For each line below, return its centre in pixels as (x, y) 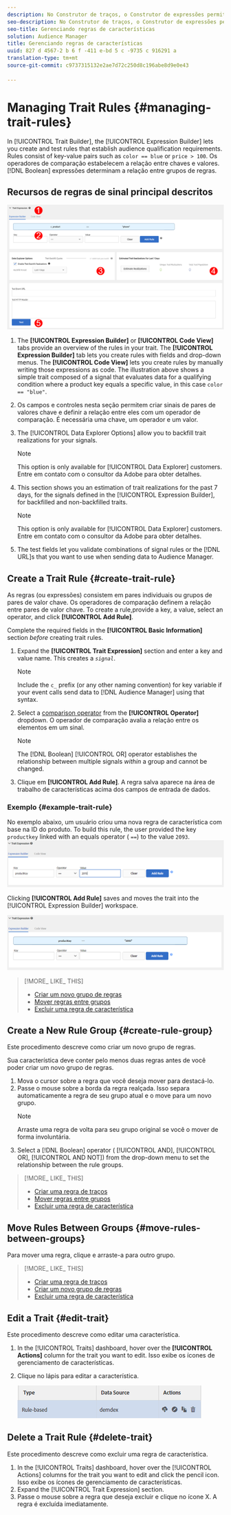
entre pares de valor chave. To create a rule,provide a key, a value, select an (115, 610)
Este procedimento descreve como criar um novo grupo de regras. (101, 1047)
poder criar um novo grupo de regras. (60, 1068)
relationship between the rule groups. (70, 1165)
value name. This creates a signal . (66, 658)
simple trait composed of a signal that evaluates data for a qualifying (114, 377)
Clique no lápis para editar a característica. (78, 1376)
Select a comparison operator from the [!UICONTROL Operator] (108, 713)
